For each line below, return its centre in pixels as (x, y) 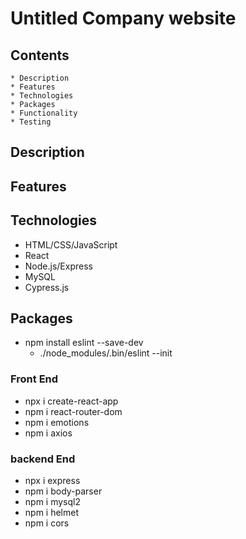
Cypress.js (47, 287)
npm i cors (47, 523)
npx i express (52, 480)
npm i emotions (57, 422)
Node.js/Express (58, 266)
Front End (34, 379)
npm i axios (48, 433)
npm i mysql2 (52, 501)
